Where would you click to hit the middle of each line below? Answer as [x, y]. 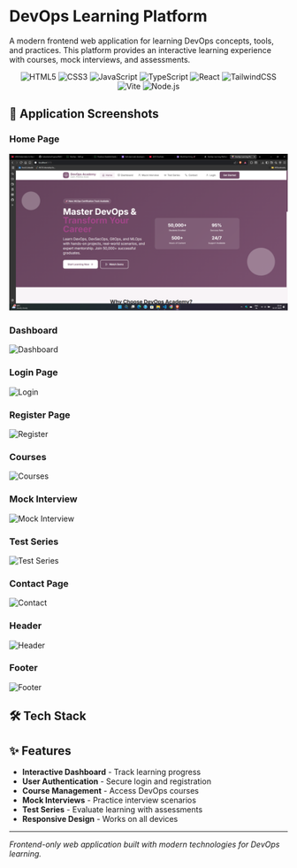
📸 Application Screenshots [84, 114]
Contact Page [39, 583]
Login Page [34, 373]
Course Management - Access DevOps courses [110, 791]
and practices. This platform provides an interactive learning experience [141, 50]
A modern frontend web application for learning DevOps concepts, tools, [141, 41]
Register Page [40, 415]
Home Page [34, 139]
